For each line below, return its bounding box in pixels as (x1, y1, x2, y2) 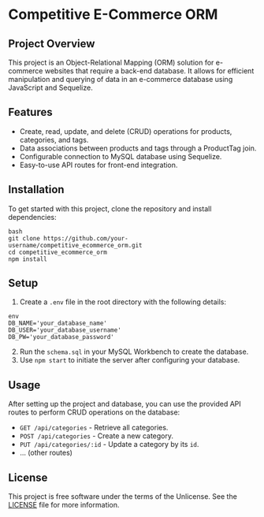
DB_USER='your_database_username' (8, 326, 122, 334)
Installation (8, 183, 65, 196)
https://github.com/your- (43, 234, 128, 242)
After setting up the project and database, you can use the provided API (8, 400, 242, 409)
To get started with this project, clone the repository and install (8, 203, 212, 214)
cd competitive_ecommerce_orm (8, 248, 108, 256)
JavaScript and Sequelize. (8, 83, 93, 92)
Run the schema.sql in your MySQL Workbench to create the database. (19, 347, 249, 356)
